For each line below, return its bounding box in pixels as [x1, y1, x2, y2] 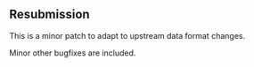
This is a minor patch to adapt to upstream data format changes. [9, 30, 246, 41]
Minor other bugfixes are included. [9, 48, 136, 58]
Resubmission [9, 7, 91, 22]
